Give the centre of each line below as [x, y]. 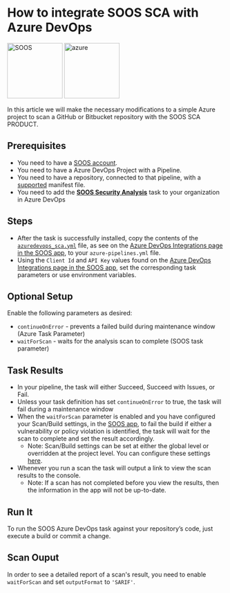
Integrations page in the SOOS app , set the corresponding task [107, 267]
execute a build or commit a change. [59, 536]
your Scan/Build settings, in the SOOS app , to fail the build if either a [114, 424]
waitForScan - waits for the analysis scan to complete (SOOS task [110, 342]
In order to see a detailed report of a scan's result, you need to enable [107, 574]
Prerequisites [37, 146]
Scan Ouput [33, 558]
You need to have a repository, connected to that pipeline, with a [109, 177]
